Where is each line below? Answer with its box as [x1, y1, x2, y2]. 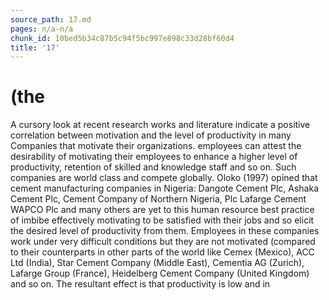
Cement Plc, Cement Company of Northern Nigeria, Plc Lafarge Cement [10, 193, 307, 205]
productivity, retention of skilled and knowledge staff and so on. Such [10, 161, 297, 173]
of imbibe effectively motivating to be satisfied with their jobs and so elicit [10, 214, 315, 226]
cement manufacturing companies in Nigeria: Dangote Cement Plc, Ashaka [10, 182, 320, 195]
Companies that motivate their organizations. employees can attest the [10, 140, 302, 152]
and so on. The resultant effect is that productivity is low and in [10, 278, 271, 290]
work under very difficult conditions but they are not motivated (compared [10, 236, 316, 248]
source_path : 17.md [10, 14, 92, 25]
